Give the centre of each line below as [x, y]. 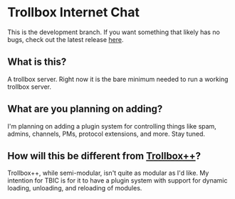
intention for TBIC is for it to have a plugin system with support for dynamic [117, 181]
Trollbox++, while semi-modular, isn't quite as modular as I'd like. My [108, 173]
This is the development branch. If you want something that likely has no [114, 32]
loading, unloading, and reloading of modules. [75, 188]
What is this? [37, 62]
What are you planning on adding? [85, 109]
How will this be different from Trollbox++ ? [104, 156]
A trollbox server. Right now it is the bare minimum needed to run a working [118, 79]
